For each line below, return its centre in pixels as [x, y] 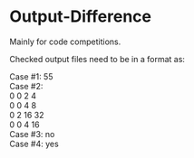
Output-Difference [81, 17]
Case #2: [26, 86]
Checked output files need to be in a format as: [97, 59]
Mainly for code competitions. [65, 42]
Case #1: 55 [31, 76]
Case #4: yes [34, 144]
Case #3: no [32, 134]
